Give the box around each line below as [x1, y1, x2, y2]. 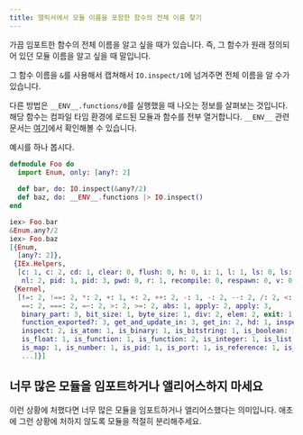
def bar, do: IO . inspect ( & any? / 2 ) [17, 185, 147, 194]
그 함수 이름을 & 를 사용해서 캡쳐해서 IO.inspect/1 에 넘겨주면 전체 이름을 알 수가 [9, 69, 290, 80]
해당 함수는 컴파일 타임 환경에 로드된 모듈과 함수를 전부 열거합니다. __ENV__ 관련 [9, 111, 290, 122]
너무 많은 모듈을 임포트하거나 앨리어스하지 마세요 [9, 379, 263, 394]
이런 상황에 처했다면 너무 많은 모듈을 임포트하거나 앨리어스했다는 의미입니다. [9, 404, 277, 415]
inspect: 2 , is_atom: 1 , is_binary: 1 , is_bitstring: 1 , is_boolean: [21, 326, 289, 336]
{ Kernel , [13, 285, 47, 294]
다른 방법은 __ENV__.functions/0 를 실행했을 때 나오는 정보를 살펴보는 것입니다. [9, 100, 289, 111]
